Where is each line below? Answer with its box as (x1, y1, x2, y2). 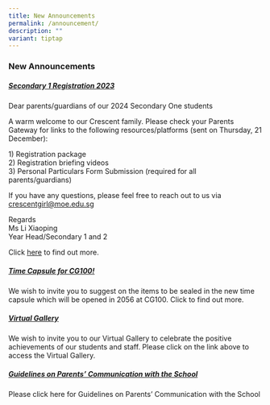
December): (8, 134, 48, 143)
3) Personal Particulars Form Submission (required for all (8, 167, 197, 176)
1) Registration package (8, 150, 87, 159)
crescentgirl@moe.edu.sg (8, 199, 94, 209)
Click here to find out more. (8, 247, 99, 258)
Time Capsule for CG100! (8, 266, 95, 275)
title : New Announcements (8, 11, 95, 20)
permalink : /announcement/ (8, 19, 99, 27)
